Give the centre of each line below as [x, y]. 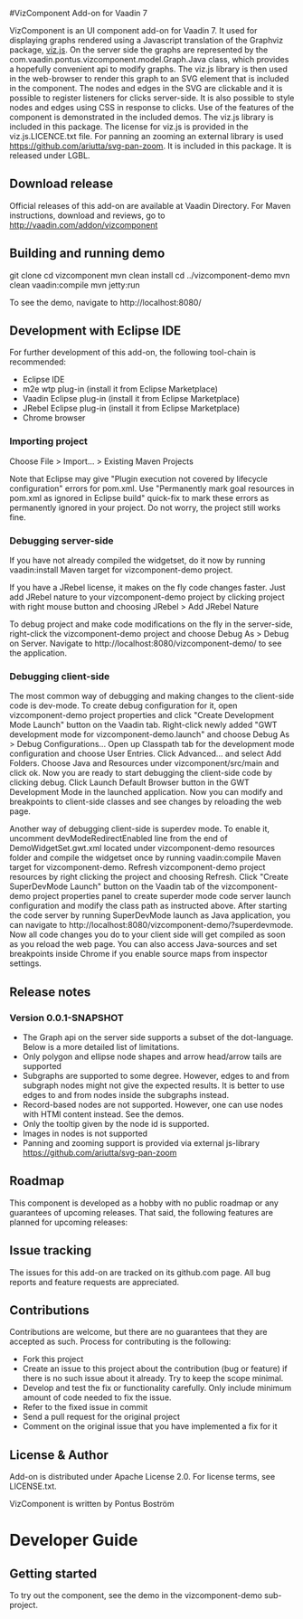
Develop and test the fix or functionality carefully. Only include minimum [157, 1388]
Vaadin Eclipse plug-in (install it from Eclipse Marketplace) [131, 399]
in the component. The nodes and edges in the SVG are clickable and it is [146, 88]
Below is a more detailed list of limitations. [101, 1047]
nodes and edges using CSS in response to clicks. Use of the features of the [151, 107]
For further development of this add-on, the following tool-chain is [133, 353]
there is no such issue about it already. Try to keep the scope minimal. [153, 1378]
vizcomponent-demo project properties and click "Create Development [142, 715]
